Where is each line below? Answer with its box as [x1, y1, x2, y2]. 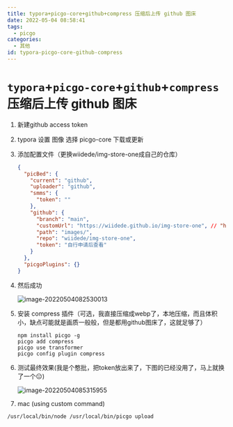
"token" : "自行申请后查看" [35, 242, 107, 249]
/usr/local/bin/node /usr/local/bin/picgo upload [7, 412, 154, 420]
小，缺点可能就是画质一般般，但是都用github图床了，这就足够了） [17, 318, 207, 326]
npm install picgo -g [17, 332, 80, 339]
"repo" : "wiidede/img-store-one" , [35, 235, 136, 242]
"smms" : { [30, 189, 58, 197]
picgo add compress [17, 338, 74, 345]
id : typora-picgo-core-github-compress [7, 49, 123, 56]
